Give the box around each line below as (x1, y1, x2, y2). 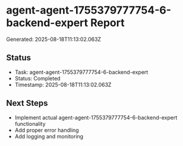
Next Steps (6, 98, 48, 108)
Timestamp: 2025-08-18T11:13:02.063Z (14, 81, 112, 88)
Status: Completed (14, 74, 61, 82)
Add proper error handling (14, 126, 79, 134)
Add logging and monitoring (14, 132, 84, 139)
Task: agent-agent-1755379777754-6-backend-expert (14, 69, 149, 76)
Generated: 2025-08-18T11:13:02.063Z (6, 35, 102, 43)
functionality (14, 120, 46, 127)
